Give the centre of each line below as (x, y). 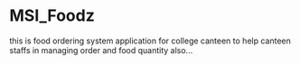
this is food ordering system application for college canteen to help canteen (150, 41)
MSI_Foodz (52, 16)
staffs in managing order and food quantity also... (101, 50)
